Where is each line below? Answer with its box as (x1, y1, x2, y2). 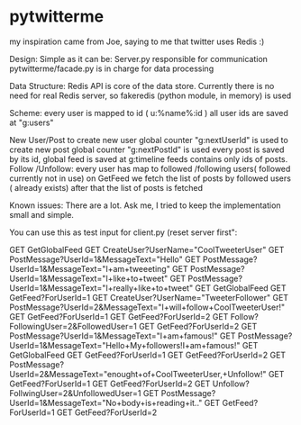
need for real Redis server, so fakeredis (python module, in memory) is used (9, 90, 292, 101)
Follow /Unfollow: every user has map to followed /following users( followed (9, 163, 291, 174)
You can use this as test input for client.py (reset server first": (9, 227, 238, 238)
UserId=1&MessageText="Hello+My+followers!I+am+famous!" (9, 339, 241, 350)
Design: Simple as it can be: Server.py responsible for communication (9, 53, 269, 64)
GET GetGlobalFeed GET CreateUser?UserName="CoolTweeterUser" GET (9, 244, 285, 255)
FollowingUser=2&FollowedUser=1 (9, 321, 137, 331)
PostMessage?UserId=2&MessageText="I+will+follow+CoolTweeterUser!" (9, 302, 286, 312)
